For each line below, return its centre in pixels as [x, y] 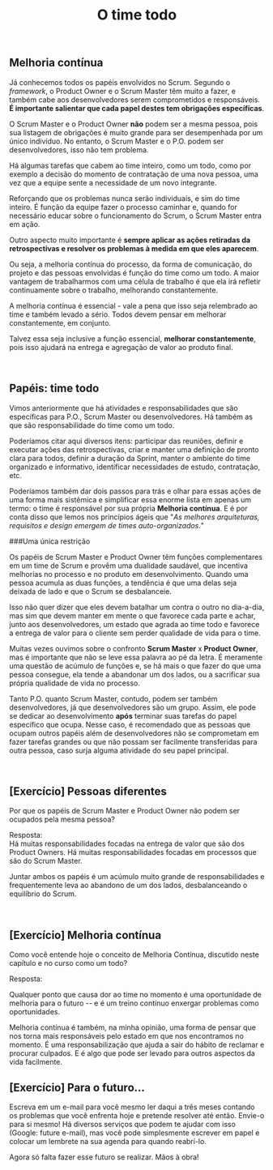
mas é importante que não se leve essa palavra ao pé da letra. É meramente [136, 657]
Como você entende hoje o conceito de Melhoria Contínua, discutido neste [134, 954]
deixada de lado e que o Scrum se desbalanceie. [91, 591]
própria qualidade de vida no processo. [75, 683]
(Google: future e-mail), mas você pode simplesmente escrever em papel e [134, 1133]
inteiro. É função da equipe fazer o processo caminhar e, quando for [123, 207]
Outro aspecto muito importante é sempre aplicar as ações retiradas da [130, 240]
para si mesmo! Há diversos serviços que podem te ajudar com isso [122, 1124]
